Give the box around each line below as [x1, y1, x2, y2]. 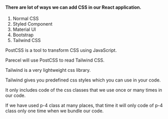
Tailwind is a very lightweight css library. [5, 67, 91, 73]
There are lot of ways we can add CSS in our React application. [5, 4, 142, 10]
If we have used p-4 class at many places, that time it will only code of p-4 [5, 103, 163, 109]
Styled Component [12, 21, 53, 27]
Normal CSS [12, 15, 39, 22]
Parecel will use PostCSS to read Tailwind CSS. [5, 57, 105, 64]
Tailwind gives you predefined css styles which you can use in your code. [5, 77, 161, 83]
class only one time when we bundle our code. [5, 108, 104, 114]
